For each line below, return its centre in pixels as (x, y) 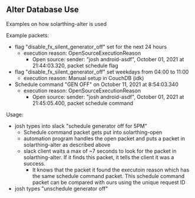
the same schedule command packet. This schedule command (108, 176)
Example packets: (28, 35)
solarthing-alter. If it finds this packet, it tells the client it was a (99, 157)
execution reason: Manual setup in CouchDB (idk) (84, 78)
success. (34, 163)
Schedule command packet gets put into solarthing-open (93, 132)
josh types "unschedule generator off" (61, 189)
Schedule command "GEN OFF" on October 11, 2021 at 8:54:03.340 (96, 84)
